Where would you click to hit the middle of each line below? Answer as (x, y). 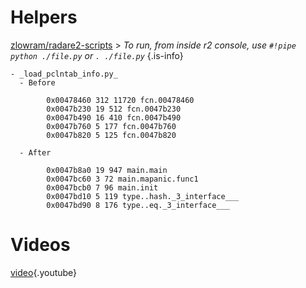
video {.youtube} (44, 272)
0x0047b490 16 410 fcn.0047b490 (114, 117)
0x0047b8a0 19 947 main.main (107, 170)
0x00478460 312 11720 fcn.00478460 (120, 100)
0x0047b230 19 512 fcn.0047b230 (114, 109)
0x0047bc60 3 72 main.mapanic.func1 (122, 179)
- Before (37, 82)
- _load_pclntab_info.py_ (64, 74)
